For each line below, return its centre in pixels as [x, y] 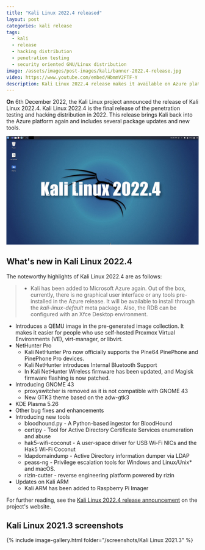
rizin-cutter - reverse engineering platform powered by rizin [99, 475]
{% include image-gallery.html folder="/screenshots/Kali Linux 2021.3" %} [100, 540]
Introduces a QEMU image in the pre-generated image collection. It [99, 326]
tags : [13, 32]
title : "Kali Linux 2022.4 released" [54, 13]
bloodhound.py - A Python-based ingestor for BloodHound [98, 423]
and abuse [38, 436]
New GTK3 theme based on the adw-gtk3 [77, 397]
